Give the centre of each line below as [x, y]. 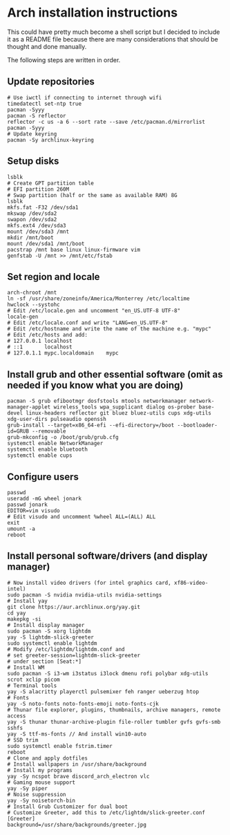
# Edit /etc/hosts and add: [48, 335]
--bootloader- [197, 425]
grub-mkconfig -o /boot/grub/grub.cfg [63, 438]
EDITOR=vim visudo [33, 511]
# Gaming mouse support [41, 782]
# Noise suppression [37, 794]
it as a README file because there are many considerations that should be [113, 39]
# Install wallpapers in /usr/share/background [77, 764]
